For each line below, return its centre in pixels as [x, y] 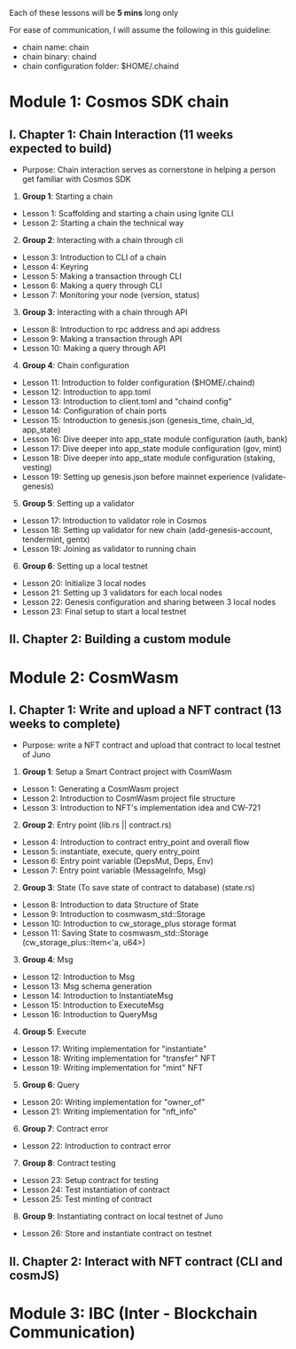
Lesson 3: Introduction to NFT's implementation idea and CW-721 [141, 808]
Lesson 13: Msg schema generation [87, 986]
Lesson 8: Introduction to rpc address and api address [121, 329]
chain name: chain [55, 47]
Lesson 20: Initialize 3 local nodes [84, 583]
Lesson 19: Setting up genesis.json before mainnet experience [136, 477]
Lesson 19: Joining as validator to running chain [109, 549]
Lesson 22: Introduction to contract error [96, 1146]
